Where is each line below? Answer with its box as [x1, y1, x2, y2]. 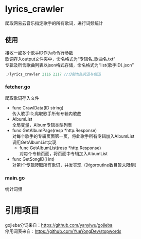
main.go [5, 174, 25, 181]
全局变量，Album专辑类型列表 [12, 122, 72, 128]
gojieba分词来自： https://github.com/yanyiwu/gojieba [5, 222, 113, 228]
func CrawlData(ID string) [12, 105, 64, 110]
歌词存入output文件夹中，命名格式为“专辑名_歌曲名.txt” [5, 56, 116, 62]
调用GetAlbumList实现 [12, 139, 57, 145]
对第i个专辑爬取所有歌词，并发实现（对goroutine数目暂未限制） [12, 162, 140, 168]
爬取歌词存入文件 [5, 95, 39, 101]
